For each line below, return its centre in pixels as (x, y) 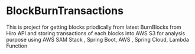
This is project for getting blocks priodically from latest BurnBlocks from (94, 27)
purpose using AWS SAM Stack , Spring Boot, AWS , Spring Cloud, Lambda (97, 39)
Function (17, 46)
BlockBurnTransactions (65, 11)
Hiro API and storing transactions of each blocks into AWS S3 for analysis (95, 33)
